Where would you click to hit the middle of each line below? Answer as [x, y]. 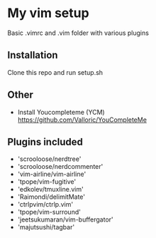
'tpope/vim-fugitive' [47, 182]
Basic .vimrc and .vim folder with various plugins [78, 33]
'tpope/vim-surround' [49, 212]
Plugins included [45, 141]
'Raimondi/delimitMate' [51, 197]
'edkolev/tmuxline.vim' [50, 190]
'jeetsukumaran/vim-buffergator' [65, 219]
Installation [33, 55]
